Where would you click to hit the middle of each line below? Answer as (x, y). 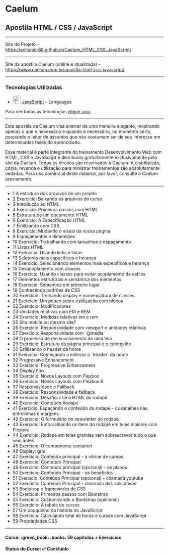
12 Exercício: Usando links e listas (48, 253)
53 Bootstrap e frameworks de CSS (49, 489)
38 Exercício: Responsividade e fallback (54, 392)
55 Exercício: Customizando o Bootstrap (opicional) (66, 500)
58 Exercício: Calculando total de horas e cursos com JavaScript (79, 516)
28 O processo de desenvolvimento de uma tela (62, 339)
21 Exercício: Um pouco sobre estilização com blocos (68, 301)
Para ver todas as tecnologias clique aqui (48, 112)
